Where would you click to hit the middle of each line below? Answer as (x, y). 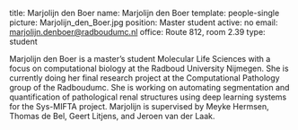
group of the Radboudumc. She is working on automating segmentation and (149, 87)
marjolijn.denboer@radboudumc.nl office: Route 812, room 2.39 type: (138, 32)
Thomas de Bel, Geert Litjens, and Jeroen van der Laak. (112, 116)
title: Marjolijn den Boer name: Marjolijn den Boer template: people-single (145, 13)
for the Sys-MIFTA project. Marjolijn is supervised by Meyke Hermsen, (139, 106)
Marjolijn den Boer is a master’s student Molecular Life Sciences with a (140, 59)
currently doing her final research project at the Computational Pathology (145, 78)
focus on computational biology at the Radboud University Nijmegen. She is (149, 68)
